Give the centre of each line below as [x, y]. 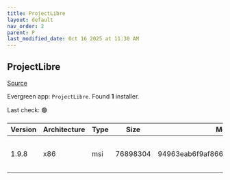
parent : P [21, 33]
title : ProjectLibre [37, 13]
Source [17, 83]
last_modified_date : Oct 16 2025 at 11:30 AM [73, 39]
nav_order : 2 [26, 26]
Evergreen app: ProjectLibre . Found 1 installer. [73, 96]
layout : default [30, 20]
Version [24, 129]
